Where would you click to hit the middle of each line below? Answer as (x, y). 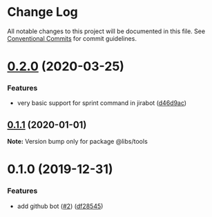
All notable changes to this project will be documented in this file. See (106, 31)
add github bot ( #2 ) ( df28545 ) (60, 206)
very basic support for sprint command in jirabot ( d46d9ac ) (102, 103)
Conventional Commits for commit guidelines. (72, 38)
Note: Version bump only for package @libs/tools (78, 142)
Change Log (42, 12)
